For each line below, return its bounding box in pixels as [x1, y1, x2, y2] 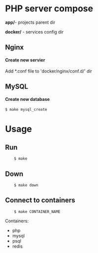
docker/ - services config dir [5, 29, 64, 35]
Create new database [5, 96, 50, 102]
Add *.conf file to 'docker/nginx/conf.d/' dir [5, 68, 93, 74]
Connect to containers [5, 196, 75, 205]
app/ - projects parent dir [5, 19, 56, 25]
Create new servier [5, 57, 45, 63]
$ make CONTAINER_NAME [14, 209, 61, 214]
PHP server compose [5, 3, 94, 14]
